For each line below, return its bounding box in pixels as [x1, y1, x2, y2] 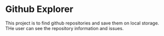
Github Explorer [5, 3, 74, 15]
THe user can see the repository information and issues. [5, 25, 124, 31]
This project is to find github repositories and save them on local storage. [5, 20, 159, 26]
